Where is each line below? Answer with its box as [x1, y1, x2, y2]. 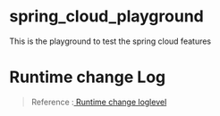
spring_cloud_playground [9, 6, 204, 27]
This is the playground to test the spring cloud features [9, 36, 212, 46]
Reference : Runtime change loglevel [30, 96, 167, 107]
